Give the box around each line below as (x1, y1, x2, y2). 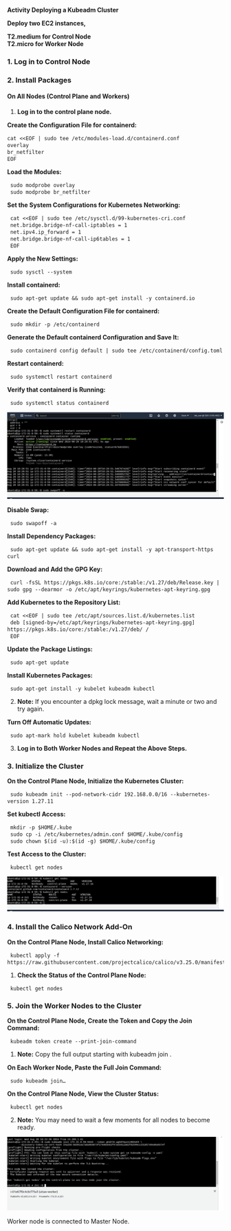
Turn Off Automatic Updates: (7, 718, 91, 726)
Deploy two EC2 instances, (7, 19, 86, 27)
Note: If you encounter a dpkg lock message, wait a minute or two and (16, 697, 217, 705)
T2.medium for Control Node (7, 32, 91, 41)
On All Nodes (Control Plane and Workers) (7, 92, 130, 100)
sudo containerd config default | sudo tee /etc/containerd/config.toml (10, 347, 223, 355)
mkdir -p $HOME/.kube (10, 824, 72, 831)
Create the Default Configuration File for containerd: (7, 307, 160, 315)
